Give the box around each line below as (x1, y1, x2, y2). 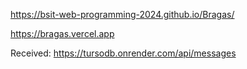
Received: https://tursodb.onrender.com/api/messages (10, 47, 237, 59)
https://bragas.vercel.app (10, 28, 115, 39)
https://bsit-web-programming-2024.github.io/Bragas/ (10, 9, 235, 20)
